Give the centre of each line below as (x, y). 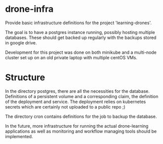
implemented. (19, 136)
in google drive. (21, 42)
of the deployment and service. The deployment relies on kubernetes (76, 102)
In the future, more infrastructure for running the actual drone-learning (77, 126)
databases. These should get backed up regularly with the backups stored (81, 37)
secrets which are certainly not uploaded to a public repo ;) (65, 107)
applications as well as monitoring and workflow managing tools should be (81, 131)
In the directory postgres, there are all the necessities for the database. (77, 91)
